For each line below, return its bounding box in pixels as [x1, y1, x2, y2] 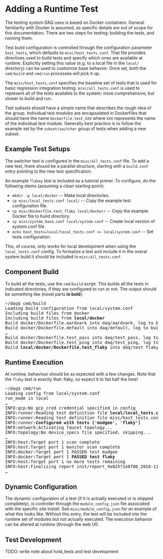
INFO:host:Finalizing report [5, 464, 74, 469]
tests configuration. [12, 234, 51, 240]
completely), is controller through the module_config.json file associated [5, 501, 149, 507]
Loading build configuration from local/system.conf [5, 305, 133, 311]
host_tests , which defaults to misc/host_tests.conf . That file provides [5, 50, 146, 56]
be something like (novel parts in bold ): [5, 291, 83, 297]
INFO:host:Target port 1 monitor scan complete [5, 444, 120, 450]
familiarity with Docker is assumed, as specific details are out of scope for [5, 24, 153, 30]
